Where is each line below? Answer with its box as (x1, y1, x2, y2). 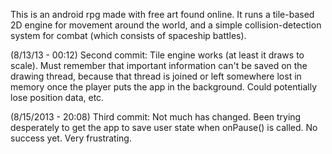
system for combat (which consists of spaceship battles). (10, 30, 247, 41)
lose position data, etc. (10, 92, 105, 103)
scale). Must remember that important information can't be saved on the (10, 60, 308, 71)
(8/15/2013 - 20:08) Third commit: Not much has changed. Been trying (10, 111, 302, 123)
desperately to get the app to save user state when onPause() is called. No (10, 122, 318, 133)
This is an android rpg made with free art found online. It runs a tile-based (10, 9, 315, 20)
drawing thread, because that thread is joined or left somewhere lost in (10, 70, 302, 82)
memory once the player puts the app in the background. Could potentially (10, 81, 318, 93)
